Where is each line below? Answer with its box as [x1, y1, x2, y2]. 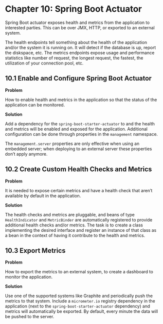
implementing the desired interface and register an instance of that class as [5, 227, 157, 233]
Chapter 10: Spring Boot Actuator [5, 3, 142, 15]
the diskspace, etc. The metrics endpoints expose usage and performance [5, 50, 155, 56]
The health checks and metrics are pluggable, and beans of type [5, 211, 135, 218]
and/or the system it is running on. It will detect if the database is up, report [5, 44, 156, 50]
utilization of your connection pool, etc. [5, 60, 84, 66]
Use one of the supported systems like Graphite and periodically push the [5, 293, 153, 299]
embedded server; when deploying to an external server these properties [5, 145, 152, 152]
